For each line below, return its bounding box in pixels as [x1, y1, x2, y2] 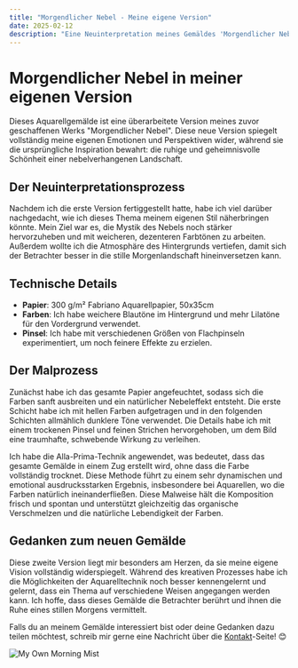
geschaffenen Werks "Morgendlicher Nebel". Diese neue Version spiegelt [9, 125, 278, 136]
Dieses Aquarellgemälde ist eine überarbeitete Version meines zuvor [9, 116, 260, 127]
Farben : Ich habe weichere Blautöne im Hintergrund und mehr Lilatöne [21, 308, 280, 320]
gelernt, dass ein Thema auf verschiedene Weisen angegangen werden [9, 585, 271, 596]
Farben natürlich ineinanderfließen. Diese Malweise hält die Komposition [9, 489, 274, 499]
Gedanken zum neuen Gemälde [9, 534, 186, 549]
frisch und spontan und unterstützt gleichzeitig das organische [9, 498, 239, 509]
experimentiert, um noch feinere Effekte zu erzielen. [21, 337, 213, 347]
